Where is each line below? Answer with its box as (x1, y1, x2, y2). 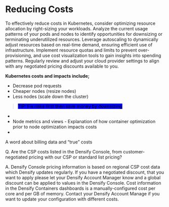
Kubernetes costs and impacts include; (5, 73, 90, 79)
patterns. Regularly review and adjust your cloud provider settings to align (5, 58, 159, 64)
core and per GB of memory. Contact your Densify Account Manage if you (5, 190, 160, 196)
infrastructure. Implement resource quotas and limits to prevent (5, 47, 138, 53)
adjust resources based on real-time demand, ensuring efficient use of (5, 41, 153, 47)
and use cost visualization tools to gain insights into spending (33, 52, 161, 59)
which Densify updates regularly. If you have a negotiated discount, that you (5, 169, 164, 175)
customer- (123, 148, 145, 154)
